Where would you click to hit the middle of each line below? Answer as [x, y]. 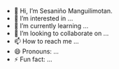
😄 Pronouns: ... [36, 51]
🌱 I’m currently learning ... [51, 26]
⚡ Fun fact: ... [33, 59]
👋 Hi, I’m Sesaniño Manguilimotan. [63, 11]
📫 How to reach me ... [46, 41]
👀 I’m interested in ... [43, 18]
